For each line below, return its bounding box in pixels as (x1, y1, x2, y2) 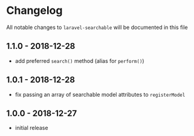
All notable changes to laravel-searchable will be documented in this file (6, 24, 189, 31)
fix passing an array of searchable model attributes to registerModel (15, 91, 186, 98)
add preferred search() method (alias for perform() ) (15, 57, 144, 64)
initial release (15, 125, 48, 132)
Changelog (6, 4, 63, 18)
